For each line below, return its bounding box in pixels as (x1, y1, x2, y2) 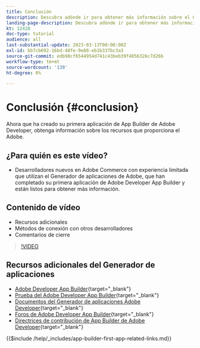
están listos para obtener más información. (14, 186, 120, 192)
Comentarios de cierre (14, 231, 70, 238)
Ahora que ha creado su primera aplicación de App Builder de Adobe (6, 121, 176, 128)
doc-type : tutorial (6, 31, 55, 37)
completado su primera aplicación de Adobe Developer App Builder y (14, 179, 185, 186)
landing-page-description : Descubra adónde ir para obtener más (6, 20, 169, 26)
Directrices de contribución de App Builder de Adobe (14, 317, 145, 324)
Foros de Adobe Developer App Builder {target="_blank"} (14, 310, 154, 318)
